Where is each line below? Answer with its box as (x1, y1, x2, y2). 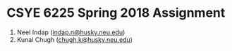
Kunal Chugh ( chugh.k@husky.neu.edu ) (16, 35, 133, 43)
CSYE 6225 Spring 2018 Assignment (6, 5, 226, 21)
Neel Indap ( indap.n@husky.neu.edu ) (16, 28, 126, 36)
